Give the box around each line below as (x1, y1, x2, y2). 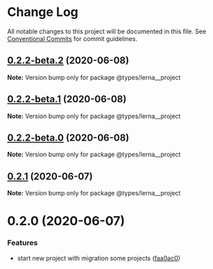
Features (7, 238, 38, 247)
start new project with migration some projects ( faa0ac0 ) (17, 254, 180, 262)
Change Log (7, 4, 78, 20)
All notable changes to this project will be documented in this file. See (7, 27, 207, 35)
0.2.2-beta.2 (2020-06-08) (7, 55, 130, 67)
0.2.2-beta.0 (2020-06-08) (7, 131, 130, 143)
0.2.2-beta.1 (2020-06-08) (7, 93, 127, 105)
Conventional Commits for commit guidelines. (7, 34, 137, 42)
